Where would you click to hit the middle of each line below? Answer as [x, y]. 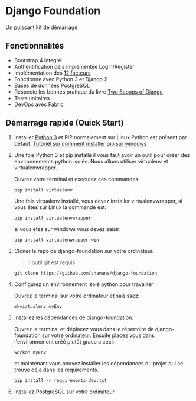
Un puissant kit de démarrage [42, 27]
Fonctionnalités [35, 46]
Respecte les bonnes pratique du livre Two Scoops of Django [89, 92]
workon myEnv [30, 352]
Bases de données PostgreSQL [52, 85]
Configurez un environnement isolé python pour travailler [84, 284]
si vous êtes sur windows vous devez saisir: [67, 229]
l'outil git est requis [52, 262]
